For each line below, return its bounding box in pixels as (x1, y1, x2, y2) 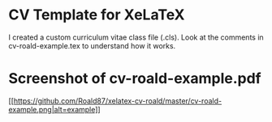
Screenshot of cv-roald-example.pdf (8, 69, 261, 88)
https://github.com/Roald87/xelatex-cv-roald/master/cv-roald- (13, 95, 222, 106)
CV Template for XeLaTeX (8, 6, 185, 24)
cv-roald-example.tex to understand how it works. (8, 40, 176, 50)
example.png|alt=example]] (8, 104, 101, 114)
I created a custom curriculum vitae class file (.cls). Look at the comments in (8, 32, 264, 42)
